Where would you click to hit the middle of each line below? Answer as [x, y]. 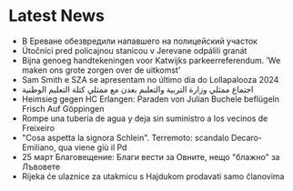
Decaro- [247, 137]
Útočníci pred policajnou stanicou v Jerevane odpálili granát [134, 50]
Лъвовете [41, 166]
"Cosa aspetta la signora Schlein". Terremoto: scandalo [125, 137]
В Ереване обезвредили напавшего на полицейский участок [140, 41]
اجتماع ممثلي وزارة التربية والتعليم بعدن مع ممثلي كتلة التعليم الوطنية [137, 89]
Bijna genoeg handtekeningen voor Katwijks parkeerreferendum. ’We [151, 60]
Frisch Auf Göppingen [63, 108]
